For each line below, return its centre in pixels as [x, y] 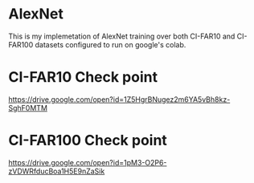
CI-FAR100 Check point [88, 140]
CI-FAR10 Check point [83, 77]
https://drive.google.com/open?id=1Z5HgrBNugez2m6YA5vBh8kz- [119, 99]
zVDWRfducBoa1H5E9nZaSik [57, 171]
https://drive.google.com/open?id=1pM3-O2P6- [88, 162]
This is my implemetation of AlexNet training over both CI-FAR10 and [122, 36]
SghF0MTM [28, 108]
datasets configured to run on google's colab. [111, 44]
